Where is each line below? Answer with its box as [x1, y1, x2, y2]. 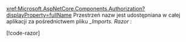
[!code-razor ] [6, 29, 41, 37]
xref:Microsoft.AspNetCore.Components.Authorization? [6, 5, 145, 12]
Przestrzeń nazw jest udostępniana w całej [72, 11, 181, 19]
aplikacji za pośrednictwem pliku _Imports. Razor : [6, 18, 133, 25]
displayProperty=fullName [6, 11, 72, 19]
